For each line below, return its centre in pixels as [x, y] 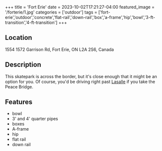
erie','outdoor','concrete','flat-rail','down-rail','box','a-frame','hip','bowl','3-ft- [80, 17]
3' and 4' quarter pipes [35, 119]
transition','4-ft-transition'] [31, 22]
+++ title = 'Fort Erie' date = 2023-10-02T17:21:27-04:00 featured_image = [80, 7]
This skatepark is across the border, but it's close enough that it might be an [81, 76]
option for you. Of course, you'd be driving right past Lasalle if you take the [80, 82]
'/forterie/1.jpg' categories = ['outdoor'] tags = [51, 12]
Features [19, 102]
